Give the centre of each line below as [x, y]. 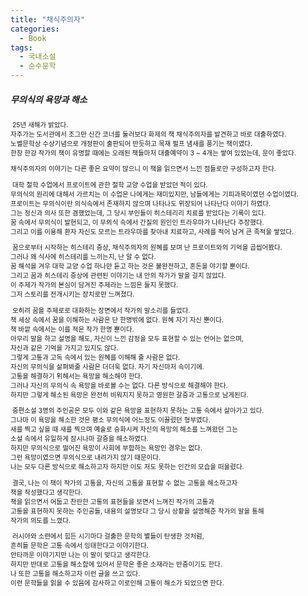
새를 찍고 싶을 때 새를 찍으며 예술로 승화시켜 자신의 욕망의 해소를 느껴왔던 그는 [124, 430]
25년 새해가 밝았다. [40, 125]
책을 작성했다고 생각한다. [46, 492]
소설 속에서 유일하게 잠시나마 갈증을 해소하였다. [79, 439]
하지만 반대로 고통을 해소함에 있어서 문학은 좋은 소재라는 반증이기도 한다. [116, 565]
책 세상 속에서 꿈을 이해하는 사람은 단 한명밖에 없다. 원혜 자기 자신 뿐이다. [117, 320]
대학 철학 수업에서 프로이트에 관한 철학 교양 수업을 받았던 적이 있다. [109, 185]
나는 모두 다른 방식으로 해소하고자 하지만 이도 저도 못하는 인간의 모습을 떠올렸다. [127, 467]
